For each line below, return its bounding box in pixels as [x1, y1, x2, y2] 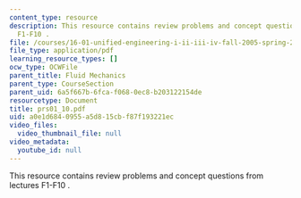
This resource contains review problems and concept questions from [9, 170, 264, 181]
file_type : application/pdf [9, 46, 115, 55]
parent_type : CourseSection [9, 79, 115, 88]
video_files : [9, 121, 58, 130]
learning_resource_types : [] [9, 54, 118, 63]
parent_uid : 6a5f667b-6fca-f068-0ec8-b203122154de [9, 87, 202, 96]
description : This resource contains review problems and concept [9, 21, 262, 30]
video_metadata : [9, 137, 70, 146]
